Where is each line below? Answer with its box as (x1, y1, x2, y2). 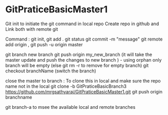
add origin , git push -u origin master (5, 41, 83, 47)
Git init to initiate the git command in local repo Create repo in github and (5, 21, 159, 27)
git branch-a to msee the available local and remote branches (5, 104, 136, 110)
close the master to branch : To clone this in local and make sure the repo (5, 78, 161, 84)
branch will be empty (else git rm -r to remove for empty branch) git (5, 62, 149, 68)
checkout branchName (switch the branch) (5, 68, 97, 74)
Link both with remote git (5, 26, 58, 32)
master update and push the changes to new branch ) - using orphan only (5, 56, 162, 63)
